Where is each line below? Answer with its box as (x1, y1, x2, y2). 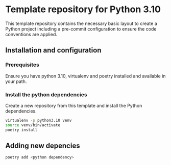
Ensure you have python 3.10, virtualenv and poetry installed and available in (5, 73, 166, 79)
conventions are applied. (5, 31, 58, 37)
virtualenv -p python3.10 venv (5, 118, 72, 123)
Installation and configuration (5, 46, 102, 54)
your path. (5, 78, 27, 85)
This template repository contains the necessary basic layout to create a (5, 20, 157, 26)
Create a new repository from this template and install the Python (5, 102, 142, 108)
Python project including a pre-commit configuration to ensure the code (5, 25, 157, 32)
